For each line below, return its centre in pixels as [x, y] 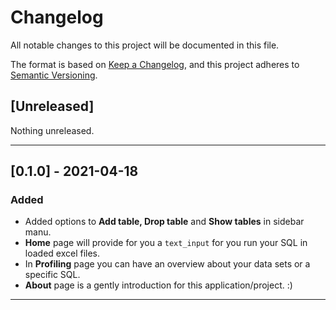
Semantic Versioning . [54, 75]
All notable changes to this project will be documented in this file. [145, 45]
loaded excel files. [62, 253]
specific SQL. [52, 275]
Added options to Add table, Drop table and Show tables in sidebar [164, 222]
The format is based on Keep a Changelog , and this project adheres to [155, 64]
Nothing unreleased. [52, 130]
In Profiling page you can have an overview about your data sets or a [167, 264]
